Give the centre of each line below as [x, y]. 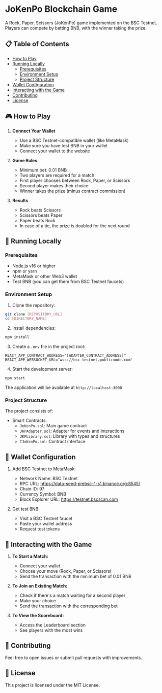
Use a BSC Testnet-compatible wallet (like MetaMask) [74, 140]
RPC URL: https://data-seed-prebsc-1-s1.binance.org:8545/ [80, 484]
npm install [17, 337]
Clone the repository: [34, 305]
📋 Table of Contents [37, 44]
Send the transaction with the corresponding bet [68, 606]
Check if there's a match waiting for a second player [72, 595]
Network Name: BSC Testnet [48, 479]
